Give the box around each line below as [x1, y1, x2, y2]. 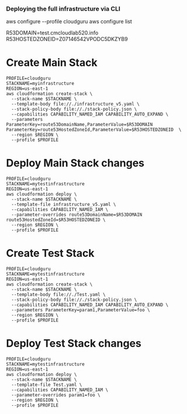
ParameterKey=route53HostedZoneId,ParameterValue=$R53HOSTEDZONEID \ [6, 127, 182, 133]
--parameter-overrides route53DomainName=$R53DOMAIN [11, 212, 143, 218]
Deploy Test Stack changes [6, 337, 142, 350]
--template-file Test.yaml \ [11, 382, 82, 388]
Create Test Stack [6, 247, 95, 260]
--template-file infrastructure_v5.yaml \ [11, 202, 116, 208]
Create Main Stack [6, 56, 98, 69]
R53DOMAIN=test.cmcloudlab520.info [6, 29, 99, 36]
